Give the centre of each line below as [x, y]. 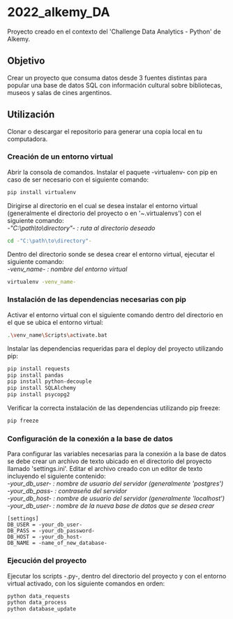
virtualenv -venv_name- [42, 282]
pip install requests [39, 369]
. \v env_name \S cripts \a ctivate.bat [58, 335]
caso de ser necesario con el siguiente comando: [78, 180]
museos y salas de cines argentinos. [60, 92]
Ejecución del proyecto [47, 561]
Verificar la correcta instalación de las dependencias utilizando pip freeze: [114, 408]
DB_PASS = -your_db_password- [51, 531]
